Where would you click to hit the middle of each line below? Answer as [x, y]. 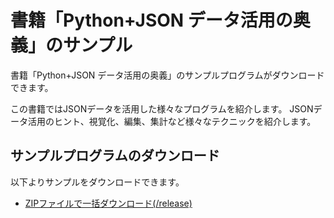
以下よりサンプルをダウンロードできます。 [97, 182]
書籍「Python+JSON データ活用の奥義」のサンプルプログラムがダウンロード [167, 75]
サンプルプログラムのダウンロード [115, 156]
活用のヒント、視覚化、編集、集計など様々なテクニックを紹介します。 [172, 121]
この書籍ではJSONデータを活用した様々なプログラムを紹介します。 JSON [162, 108]
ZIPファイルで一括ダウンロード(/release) [108, 203]
